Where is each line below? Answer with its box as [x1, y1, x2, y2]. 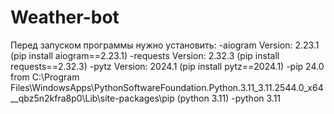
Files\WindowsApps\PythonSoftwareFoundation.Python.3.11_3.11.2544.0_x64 [10, 81, 324, 93]
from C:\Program [10, 71, 80, 83]
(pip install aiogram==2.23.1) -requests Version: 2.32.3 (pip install [10, 49, 280, 61]
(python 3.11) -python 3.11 [176, 92, 282, 104]
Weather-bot [10, 6, 120, 29]
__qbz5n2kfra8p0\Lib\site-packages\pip [10, 92, 175, 104]
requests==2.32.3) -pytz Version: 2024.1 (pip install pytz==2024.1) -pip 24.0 [10, 60, 325, 72]
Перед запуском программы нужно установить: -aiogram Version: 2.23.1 [10, 39, 320, 51]
